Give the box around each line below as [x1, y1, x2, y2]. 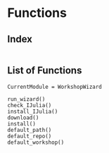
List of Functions [7, 65, 82, 77]
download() [7, 114, 39, 121]
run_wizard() [7, 95, 46, 103]
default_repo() [7, 133, 52, 140]
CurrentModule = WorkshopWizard [7, 83, 102, 90]
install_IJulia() [7, 108, 58, 115]
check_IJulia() [7, 102, 52, 109]
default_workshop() [7, 139, 65, 146]
